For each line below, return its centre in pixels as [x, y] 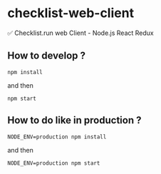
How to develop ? [47, 56]
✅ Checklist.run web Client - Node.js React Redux [81, 33]
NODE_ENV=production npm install [57, 137]
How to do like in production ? [74, 120]
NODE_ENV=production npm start [54, 163]
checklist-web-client [71, 13]
